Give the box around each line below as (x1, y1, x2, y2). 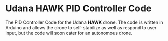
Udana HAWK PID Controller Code (5, 3, 152, 14)
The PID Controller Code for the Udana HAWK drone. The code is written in (5, 19, 164, 25)
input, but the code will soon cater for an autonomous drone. (5, 30, 133, 36)
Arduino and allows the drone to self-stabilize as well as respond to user (5, 24, 157, 30)
